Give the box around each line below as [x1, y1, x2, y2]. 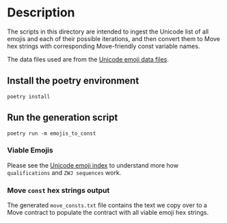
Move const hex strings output [7, 185, 110, 195]
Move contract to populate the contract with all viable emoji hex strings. [7, 209, 209, 217]
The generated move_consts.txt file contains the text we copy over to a [7, 201, 207, 209]
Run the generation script [7, 112, 118, 124]
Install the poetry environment [7, 75, 139, 87]
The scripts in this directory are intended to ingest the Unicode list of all [7, 27, 209, 36]
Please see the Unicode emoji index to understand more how [7, 161, 179, 169]
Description [7, 5, 75, 21]
